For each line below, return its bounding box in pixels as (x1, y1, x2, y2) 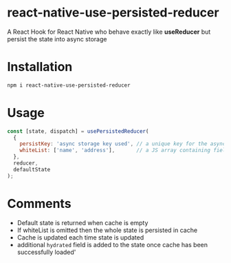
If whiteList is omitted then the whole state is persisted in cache (16, 226, 198, 234)
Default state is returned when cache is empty (16, 218, 148, 227)
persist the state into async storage (7, 34, 107, 43)
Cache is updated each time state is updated (16, 233, 144, 242)
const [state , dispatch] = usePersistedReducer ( (7, 127, 149, 135)
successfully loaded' (16, 248, 76, 256)
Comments (7, 196, 71, 211)
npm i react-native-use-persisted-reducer (7, 81, 131, 89)
